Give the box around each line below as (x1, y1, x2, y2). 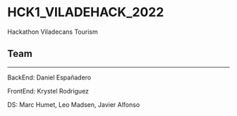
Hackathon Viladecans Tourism (7, 27, 98, 36)
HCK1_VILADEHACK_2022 (7, 4, 164, 20)
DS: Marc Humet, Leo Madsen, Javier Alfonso (7, 100, 140, 109)
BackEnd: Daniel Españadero (7, 73, 92, 82)
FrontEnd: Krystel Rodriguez (7, 86, 90, 95)
